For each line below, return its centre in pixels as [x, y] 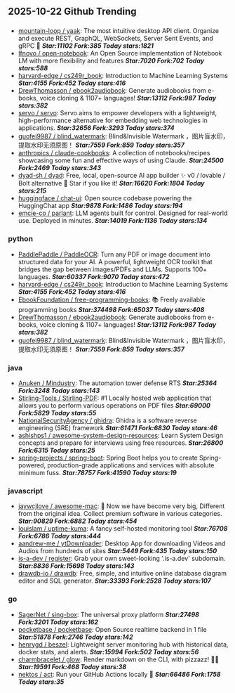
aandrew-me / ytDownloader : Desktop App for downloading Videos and [122, 543]
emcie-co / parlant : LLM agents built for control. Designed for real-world [123, 213]
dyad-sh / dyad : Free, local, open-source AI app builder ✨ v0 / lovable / [122, 176]
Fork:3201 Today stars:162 [58, 622]
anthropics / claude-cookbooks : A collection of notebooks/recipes [114, 153]
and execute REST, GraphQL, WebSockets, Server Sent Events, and [115, 39]
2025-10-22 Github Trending [72, 12]
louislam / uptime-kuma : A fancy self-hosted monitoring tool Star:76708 [123, 529]
